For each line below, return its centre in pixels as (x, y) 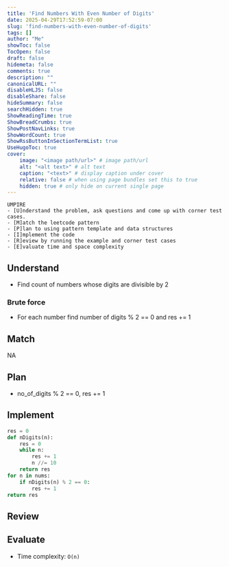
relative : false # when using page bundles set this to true (108, 179)
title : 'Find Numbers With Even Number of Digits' (81, 13)
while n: (32, 450)
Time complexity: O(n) (48, 556)
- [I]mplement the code (41, 235)
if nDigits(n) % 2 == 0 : (55, 482)
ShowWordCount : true (37, 135)
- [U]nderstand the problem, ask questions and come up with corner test (115, 211)
